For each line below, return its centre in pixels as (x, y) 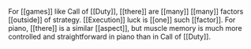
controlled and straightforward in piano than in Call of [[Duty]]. (110, 36)
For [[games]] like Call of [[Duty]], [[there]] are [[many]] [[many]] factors (126, 11)
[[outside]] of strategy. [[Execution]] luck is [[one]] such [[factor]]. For (122, 20)
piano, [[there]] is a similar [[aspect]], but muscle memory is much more (125, 28)
